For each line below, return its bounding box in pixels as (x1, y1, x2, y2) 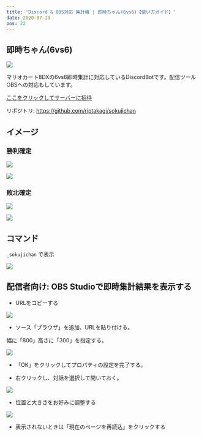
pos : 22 (6, 20, 26, 26)
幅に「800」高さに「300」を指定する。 (6, 336, 107, 344)
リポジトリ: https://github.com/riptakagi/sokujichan (6, 107, 137, 115)
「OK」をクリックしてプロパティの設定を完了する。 (15, 361, 146, 368)
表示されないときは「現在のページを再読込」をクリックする (15, 423, 166, 430)
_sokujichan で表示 (6, 250, 54, 258)
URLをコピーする (15, 299, 59, 306)
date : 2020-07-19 (6, 15, 51, 21)
